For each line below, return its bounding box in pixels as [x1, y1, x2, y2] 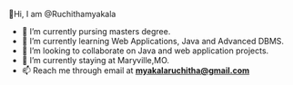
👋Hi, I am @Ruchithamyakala [8, 9, 116, 19]
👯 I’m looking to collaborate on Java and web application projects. [21, 45, 269, 56]
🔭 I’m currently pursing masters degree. [21, 26, 171, 36]
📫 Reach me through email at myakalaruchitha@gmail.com [21, 65, 250, 76]
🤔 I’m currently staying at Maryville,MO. [21, 55, 170, 65]
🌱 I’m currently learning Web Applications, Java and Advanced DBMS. [21, 36, 284, 46]
